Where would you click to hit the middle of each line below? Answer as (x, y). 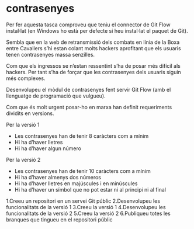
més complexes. (26, 78)
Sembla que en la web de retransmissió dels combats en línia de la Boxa (93, 42)
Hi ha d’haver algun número (48, 148)
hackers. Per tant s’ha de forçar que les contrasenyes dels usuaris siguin (93, 72)
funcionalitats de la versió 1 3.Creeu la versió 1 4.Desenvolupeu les (86, 207)
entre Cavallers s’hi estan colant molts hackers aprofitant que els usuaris (93, 48)
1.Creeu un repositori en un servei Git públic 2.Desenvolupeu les (83, 201)
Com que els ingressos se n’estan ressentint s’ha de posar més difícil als (93, 65)
